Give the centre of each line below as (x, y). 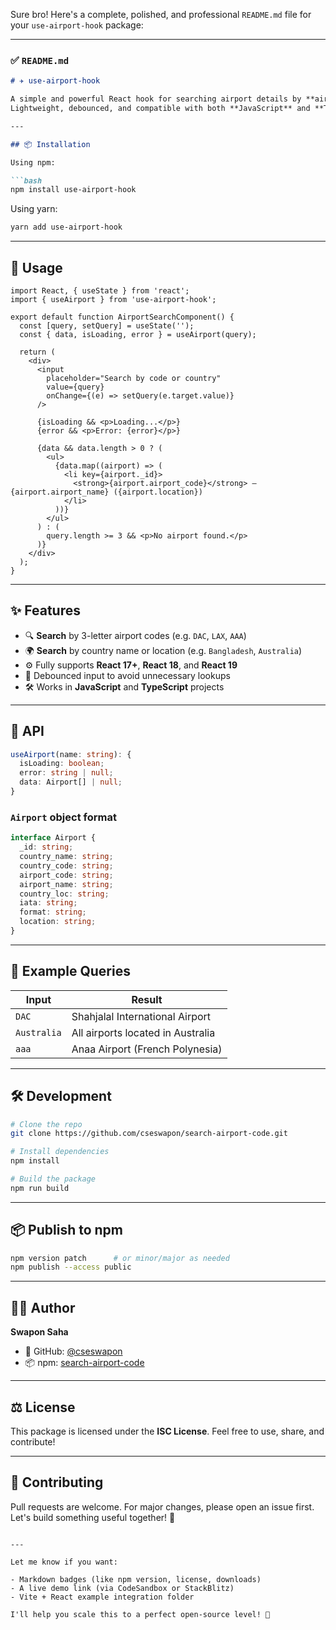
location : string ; (58, 922)
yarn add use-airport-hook (66, 227)
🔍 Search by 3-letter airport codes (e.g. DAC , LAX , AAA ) (135, 635)
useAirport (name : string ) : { (71, 754)
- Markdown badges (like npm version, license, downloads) (136, 1579)
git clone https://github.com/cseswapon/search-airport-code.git (149, 1134)
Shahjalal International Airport (141, 1016)
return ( (37, 352)
